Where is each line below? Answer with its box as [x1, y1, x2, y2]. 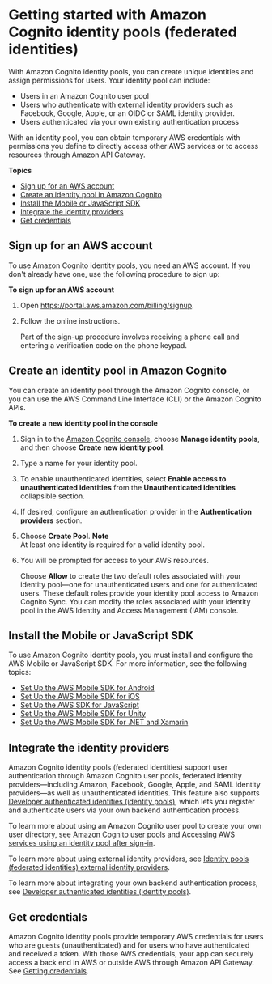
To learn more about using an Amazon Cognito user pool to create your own [8, 821, 262, 831]
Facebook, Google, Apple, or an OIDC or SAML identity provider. [19, 108, 235, 118]
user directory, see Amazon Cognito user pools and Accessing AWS [8, 829, 236, 839]
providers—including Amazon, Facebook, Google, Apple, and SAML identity [8, 779, 261, 790]
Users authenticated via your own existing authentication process [19, 117, 240, 126]
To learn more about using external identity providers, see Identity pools [8, 854, 249, 863]
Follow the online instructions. [19, 316, 121, 325]
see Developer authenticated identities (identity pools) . [8, 887, 192, 897]
